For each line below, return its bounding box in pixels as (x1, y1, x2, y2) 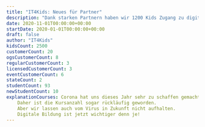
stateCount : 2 (6, 77, 43, 83)
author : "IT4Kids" (6, 37, 53, 43)
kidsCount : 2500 (6, 43, 48, 49)
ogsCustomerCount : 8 (6, 54, 59, 60)
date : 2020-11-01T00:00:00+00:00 (6, 20, 92, 26)
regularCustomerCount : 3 (6, 60, 70, 66)
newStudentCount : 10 (6, 89, 59, 95)
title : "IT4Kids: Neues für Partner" (6, 9, 103, 15)
